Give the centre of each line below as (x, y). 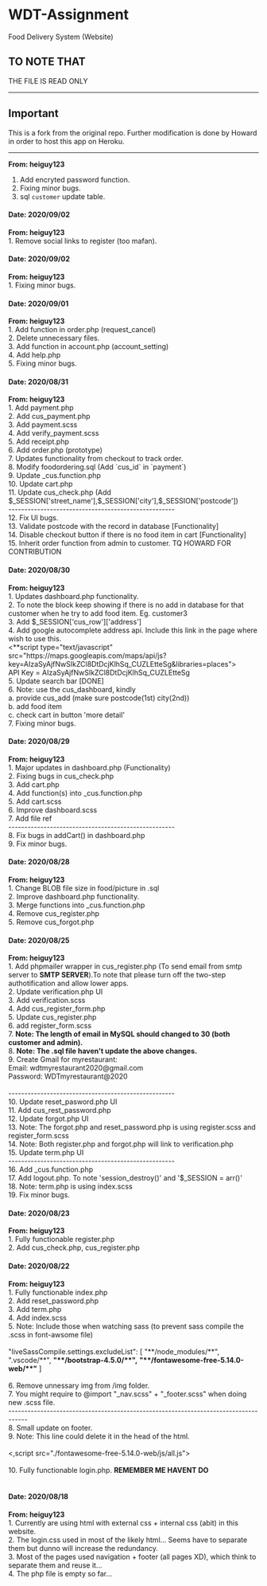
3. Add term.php (35, 1309)
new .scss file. (32, 1402)
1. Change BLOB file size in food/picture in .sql (84, 888)
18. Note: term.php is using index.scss (70, 1187)
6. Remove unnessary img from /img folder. (79, 1385)
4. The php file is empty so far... (60, 1573)
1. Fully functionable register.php (62, 1239)
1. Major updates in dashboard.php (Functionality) (89, 767)
